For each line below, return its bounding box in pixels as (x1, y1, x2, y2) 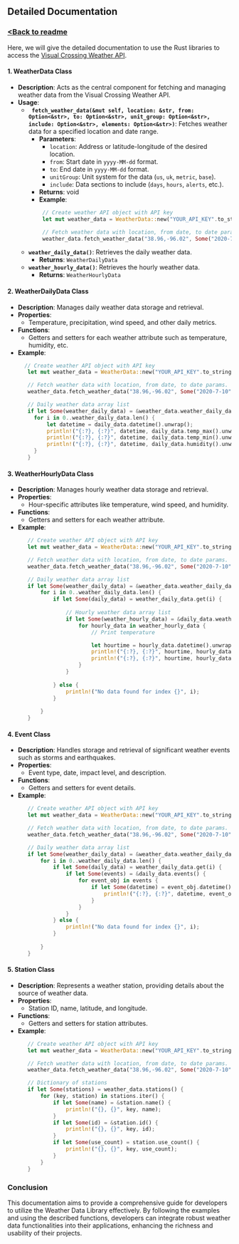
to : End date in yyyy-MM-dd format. (49, 165, 149, 173)
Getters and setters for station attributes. (28, 1019, 148, 1027)
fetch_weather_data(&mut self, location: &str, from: (31, 107, 194, 114)
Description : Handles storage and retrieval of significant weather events (17, 746, 230, 755)
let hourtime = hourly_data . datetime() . (91, 641, 213, 649)
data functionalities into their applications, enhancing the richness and (7, 1221, 213, 1230)
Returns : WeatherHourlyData (38, 271, 121, 279)
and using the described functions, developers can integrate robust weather (7, 1213, 231, 1222)
